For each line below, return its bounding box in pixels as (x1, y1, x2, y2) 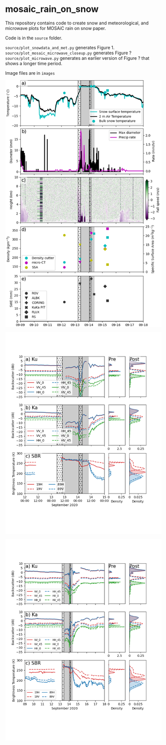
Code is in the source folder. (5, 35, 63, 41)
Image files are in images (5, 70, 55, 76)
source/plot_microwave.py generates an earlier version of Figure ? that (5, 55, 150, 61)
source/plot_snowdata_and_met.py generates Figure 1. (5, 44, 115, 50)
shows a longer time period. (5, 60, 63, 66)
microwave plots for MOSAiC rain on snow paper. (5, 25, 106, 31)
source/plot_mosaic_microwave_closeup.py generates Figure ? (5, 50, 132, 56)
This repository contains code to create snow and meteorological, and (5, 20, 149, 26)
